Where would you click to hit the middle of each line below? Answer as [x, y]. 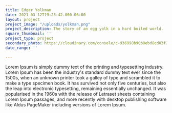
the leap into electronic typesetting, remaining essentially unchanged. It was [86, 88]
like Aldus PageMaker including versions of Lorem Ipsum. [66, 104]
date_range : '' [21, 48]
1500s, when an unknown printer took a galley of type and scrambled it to [83, 77]
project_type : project [29, 39]
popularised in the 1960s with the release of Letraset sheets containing [80, 94]
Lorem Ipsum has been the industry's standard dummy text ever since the [83, 72]
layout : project [23, 19]
